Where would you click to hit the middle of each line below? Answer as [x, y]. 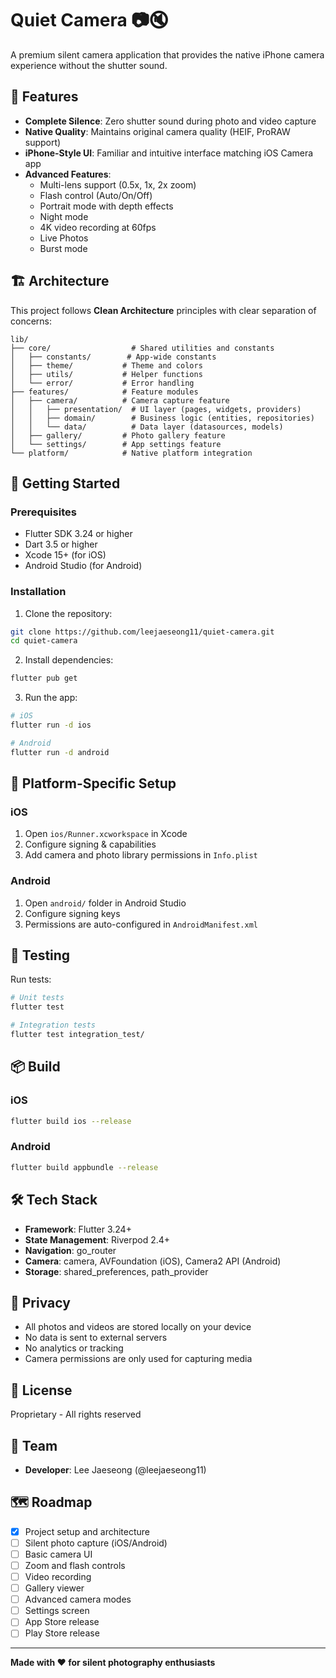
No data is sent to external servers [96, 1338]
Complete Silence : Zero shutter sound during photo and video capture [170, 121]
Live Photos [64, 238]
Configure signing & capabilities [90, 844]
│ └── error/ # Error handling [102, 383]
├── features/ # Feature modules [104, 392]
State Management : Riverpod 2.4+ [97, 1239]
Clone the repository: [68, 613]
